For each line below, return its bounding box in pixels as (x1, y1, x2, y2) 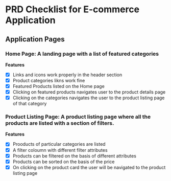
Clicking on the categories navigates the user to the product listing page (12, 95, 165, 101)
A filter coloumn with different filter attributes (12, 147, 108, 153)
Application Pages (5, 35, 65, 43)
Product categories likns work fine (12, 77, 85, 83)
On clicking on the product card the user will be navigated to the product (12, 164, 166, 170)
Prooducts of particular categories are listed (12, 141, 106, 147)
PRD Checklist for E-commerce (5, 4, 139, 15)
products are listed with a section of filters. (5, 120, 114, 127)
